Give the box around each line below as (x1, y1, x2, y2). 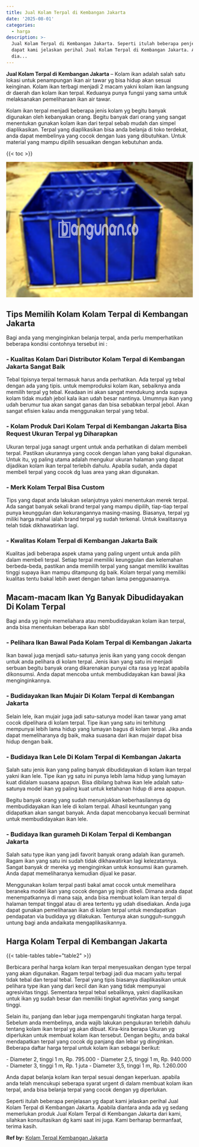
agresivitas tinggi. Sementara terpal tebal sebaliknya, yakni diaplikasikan (6, 989, 183, 996)
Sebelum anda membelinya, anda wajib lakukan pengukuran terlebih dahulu (6, 1019, 191, 1026)
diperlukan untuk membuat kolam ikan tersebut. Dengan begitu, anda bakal (6, 1031, 190, 1039)
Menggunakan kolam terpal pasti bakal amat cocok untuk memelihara (6, 882, 176, 889)
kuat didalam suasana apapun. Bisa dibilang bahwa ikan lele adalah (6, 778, 171, 786)
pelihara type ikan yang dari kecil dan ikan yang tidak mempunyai (6, 982, 166, 989)
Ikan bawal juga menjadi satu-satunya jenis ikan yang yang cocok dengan (6, 652, 187, 659)
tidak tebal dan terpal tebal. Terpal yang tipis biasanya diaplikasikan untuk (6, 976, 187, 983)
